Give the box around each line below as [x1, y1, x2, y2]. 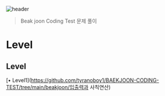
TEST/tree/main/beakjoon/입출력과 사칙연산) [6, 84, 111, 90]
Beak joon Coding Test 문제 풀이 [20, 17, 97, 24]
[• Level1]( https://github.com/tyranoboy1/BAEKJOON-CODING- [6, 77, 159, 84]
